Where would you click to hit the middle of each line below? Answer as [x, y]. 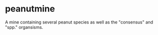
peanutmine [30, 9]
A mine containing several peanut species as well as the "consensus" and [79, 22]
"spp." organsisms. [24, 27]
